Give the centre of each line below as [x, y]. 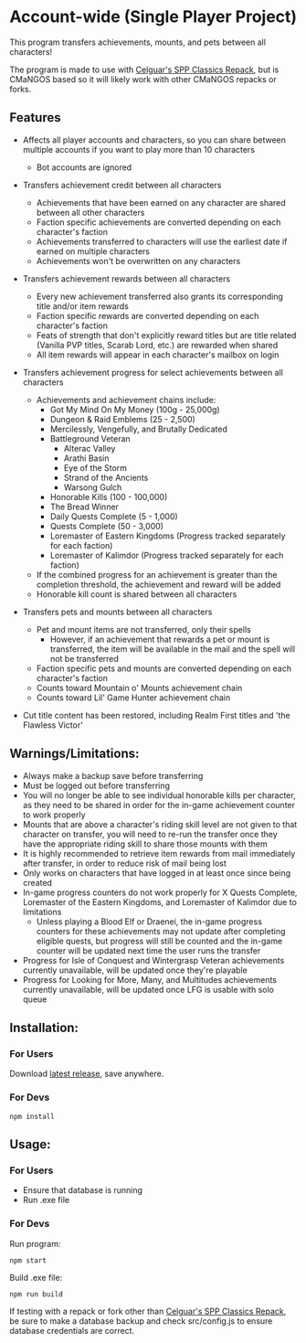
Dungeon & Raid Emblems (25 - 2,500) [123, 419]
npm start [28, 1260]
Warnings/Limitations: [74, 754]
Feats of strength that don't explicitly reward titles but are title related [166, 335]
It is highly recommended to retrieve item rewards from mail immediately [159, 853]
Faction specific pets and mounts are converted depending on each [164, 668]
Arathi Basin [86, 458]
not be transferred [84, 658]
